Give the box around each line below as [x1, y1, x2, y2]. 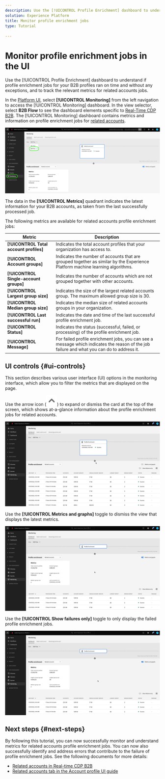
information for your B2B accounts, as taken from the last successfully [5, 203, 148, 209]
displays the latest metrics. [5, 516, 60, 522]
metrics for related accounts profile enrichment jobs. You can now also [5, 743, 149, 749]
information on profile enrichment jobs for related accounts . [5, 118, 126, 124]
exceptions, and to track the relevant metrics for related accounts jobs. [5, 87, 148, 93]
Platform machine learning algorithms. [55, 264, 133, 269]
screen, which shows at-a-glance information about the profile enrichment [5, 406, 156, 412]
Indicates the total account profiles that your [55, 241, 145, 247]
